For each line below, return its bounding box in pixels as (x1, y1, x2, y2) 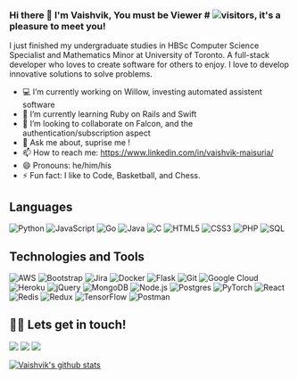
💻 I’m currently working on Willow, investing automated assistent (21, 87, 263, 97)
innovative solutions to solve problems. (9, 69, 153, 79)
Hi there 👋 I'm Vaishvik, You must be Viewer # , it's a (9, 9, 281, 21)
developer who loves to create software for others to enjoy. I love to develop (9, 59, 290, 70)
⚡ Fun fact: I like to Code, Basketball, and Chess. (21, 170, 201, 181)
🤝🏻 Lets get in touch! (9, 317, 127, 333)
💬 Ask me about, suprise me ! (21, 137, 131, 148)
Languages (9, 199, 73, 214)
